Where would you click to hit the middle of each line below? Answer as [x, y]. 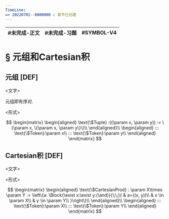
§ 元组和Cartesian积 [48, 57]
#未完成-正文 [24, 33]
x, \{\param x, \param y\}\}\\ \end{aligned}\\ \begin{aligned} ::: [94, 128]
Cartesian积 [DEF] [34, 155]
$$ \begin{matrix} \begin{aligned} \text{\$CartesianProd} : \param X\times [85, 190]
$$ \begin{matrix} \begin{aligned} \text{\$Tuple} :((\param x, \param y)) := [83, 122]
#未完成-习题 [61, 33]
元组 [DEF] [22, 77]
